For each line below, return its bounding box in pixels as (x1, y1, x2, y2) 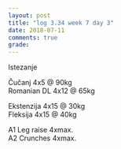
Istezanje (8, 62, 38, 72)
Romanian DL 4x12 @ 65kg (8, 86, 96, 95)
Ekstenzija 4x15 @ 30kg (8, 102, 86, 111)
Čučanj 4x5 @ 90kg (8, 78, 72, 88)
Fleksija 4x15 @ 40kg (8, 110, 77, 119)
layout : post (8, 11, 51, 20)
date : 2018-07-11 (8, 26, 65, 34)
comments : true (8, 33, 58, 42)
